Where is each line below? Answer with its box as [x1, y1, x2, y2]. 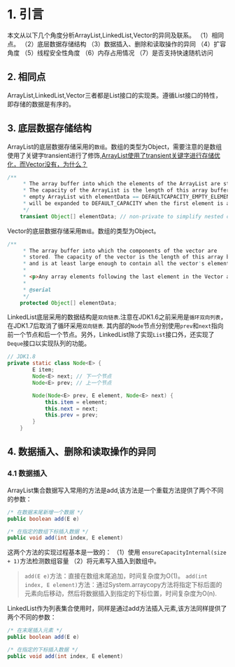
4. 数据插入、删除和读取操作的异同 [7, 446, 156, 458]
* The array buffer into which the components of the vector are [22, 247, 218, 254]
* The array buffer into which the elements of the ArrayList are [22, 180, 220, 187]
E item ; [32, 366, 55, 374]
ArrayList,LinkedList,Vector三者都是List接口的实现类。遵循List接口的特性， [7, 91, 222, 99]
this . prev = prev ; [44, 411, 99, 418]
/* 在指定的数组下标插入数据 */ [7, 528, 89, 535]
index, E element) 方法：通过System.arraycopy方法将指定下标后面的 [24, 581, 222, 589]
